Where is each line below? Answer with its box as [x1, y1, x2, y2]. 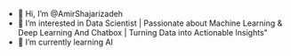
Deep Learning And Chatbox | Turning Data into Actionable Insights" [17, 28, 269, 37]
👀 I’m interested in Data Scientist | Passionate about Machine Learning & [17, 18, 283, 28]
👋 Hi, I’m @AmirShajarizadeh [17, 9, 123, 19]
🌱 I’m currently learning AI [17, 36, 114, 47]
